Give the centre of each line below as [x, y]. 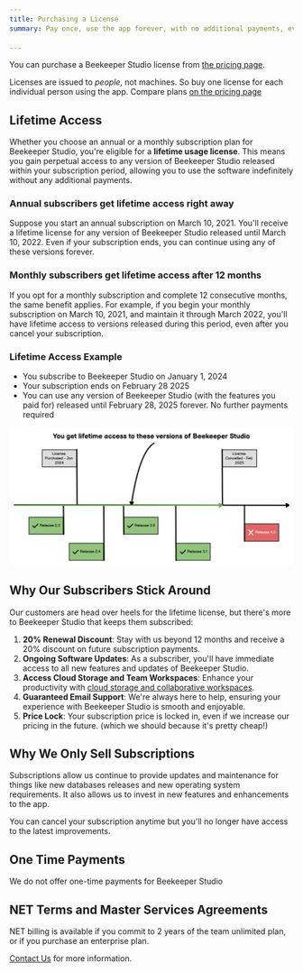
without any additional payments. [71, 180]
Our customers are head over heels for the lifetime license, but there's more [150, 612]
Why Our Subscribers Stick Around [110, 591]
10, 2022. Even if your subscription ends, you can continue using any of [142, 243]
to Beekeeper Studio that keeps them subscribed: [101, 621]
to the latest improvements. [60, 831]
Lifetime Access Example [66, 356]
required [38, 415]
